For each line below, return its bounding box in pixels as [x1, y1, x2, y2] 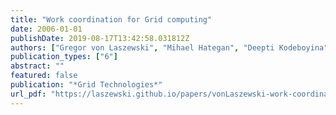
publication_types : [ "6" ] [10, 52, 118, 62]
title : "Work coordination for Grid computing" [10, 14, 213, 25]
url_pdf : [10, 89, 47, 99]
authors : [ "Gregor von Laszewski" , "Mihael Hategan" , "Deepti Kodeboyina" [10, 42, 329, 53]
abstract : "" [10, 61, 65, 71]
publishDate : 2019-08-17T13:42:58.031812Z [10, 33, 190, 43]
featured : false [10, 71, 78, 81]
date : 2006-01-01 [10, 24, 83, 34]
